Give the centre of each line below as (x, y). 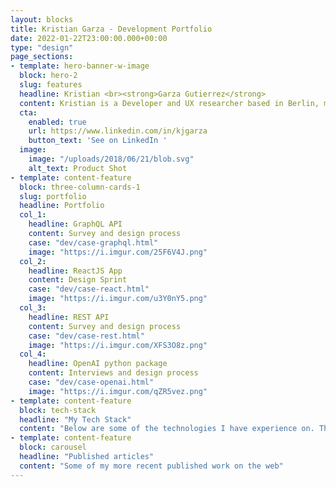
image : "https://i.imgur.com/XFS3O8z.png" (118, 345)
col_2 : (33, 261)
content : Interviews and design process (113, 373)
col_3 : (33, 308)
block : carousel (53, 447)
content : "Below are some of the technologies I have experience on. (167, 429)
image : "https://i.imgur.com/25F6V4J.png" (118, 252)
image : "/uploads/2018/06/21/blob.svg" (111, 159)
